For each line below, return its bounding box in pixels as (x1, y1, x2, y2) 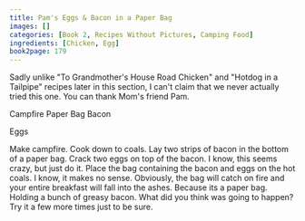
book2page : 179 (9, 47, 67, 56)
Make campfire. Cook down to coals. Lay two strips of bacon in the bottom (9, 144, 289, 155)
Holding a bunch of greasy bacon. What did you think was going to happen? (9, 192, 294, 203)
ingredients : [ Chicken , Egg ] (9, 38, 120, 48)
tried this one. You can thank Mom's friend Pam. (9, 91, 191, 102)
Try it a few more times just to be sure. (9, 201, 153, 213)
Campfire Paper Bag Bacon (9, 109, 112, 120)
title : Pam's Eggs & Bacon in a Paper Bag (9, 13, 172, 23)
